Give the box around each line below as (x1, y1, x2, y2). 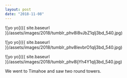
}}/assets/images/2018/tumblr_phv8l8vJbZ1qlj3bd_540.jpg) (5, 30, 123, 36)
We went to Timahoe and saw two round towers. (5, 68, 101, 74)
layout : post (5, 7, 31, 12)
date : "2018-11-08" (5, 12, 44, 16)
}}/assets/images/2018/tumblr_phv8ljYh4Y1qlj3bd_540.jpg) (5, 59, 122, 65)
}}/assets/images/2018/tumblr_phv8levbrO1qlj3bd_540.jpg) (5, 44, 123, 50)
